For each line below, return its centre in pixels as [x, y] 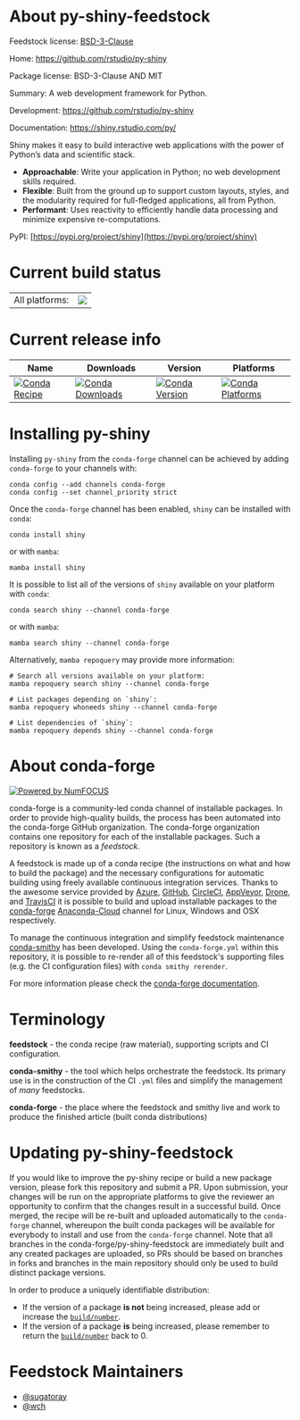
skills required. [49, 181]
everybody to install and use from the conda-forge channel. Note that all [141, 1234]
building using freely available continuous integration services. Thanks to [144, 882]
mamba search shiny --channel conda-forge [89, 643]
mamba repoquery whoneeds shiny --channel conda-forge [113, 707]
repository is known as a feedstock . [75, 846]
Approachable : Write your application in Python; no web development [151, 171]
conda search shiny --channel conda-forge [89, 610]
